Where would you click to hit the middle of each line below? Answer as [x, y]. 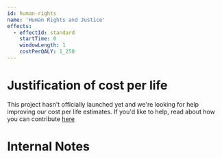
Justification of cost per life [87, 85]
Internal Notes [49, 146]
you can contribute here [41, 119]
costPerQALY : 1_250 [47, 52]
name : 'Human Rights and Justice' [57, 20]
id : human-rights [32, 13]
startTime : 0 [38, 39]
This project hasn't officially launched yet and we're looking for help [103, 104]
